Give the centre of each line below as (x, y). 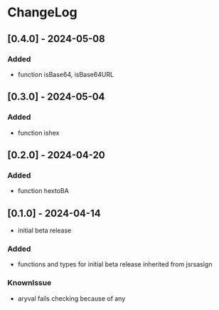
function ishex (38, 133)
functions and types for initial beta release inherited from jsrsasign (115, 264)
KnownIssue (30, 283)
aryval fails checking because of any (71, 298)
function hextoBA (43, 191)
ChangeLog (42, 12)
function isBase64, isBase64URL (66, 74)
